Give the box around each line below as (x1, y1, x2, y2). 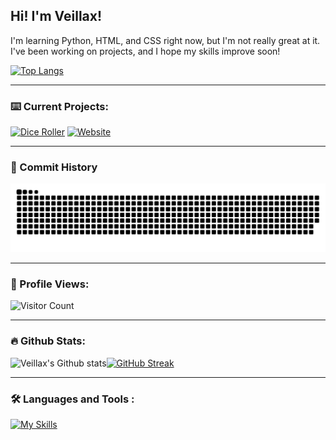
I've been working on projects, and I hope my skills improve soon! (10, 45, 281, 57)
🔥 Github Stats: (10, 334, 86, 348)
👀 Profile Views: (10, 277, 90, 291)
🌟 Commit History (10, 160, 98, 174)
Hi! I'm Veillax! (10, 8, 103, 25)
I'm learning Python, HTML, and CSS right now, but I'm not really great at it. (10, 34, 321, 46)
